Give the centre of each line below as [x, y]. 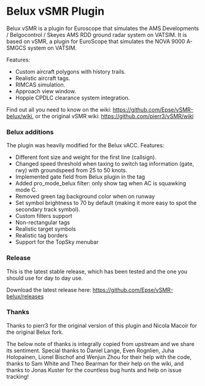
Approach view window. [46, 91]
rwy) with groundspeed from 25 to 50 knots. [71, 171]
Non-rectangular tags [43, 223]
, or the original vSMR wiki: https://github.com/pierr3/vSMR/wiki [113, 116]
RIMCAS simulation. [40, 85]
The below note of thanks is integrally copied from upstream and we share [100, 344]
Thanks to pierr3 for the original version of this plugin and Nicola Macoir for [102, 325]
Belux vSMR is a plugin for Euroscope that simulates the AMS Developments [103, 28]
